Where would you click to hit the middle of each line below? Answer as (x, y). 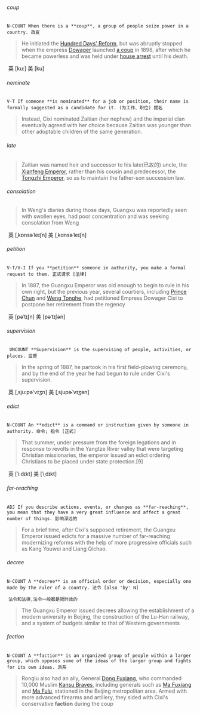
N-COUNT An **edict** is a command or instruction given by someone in (98, 425)
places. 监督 (22, 356)
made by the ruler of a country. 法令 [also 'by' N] (73, 588)
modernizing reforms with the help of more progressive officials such (107, 542)
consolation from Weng (50, 222)
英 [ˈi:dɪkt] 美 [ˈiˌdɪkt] (33, 474)
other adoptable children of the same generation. (82, 132)
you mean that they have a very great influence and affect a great (94, 512)
